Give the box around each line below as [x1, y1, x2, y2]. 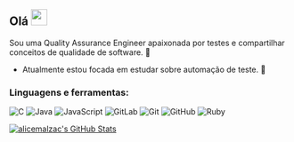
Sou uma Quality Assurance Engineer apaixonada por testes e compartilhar [9, 37, 285, 48]
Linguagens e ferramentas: [9, 86, 129, 99]
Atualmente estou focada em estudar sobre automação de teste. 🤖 [21, 64, 266, 75]
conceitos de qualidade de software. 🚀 [9, 46, 151, 58]
